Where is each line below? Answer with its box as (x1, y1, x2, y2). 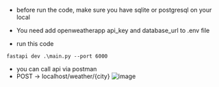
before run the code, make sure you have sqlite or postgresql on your (16, 6, 212, 14)
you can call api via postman (16, 65, 97, 73)
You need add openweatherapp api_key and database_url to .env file (16, 27, 210, 34)
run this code (16, 40, 54, 47)
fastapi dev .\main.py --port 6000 (6, 53, 108, 60)
